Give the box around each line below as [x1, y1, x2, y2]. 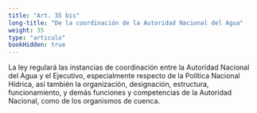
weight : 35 [8, 26, 45, 34]
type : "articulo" [8, 33, 66, 42]
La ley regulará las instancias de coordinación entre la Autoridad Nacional [8, 62, 250, 72]
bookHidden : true [8, 41, 66, 49]
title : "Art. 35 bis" [8, 11, 80, 20]
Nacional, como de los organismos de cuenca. [8, 96, 161, 106]
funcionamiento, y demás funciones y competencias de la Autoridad [8, 88, 232, 97]
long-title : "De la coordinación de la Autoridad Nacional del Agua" [8, 19, 244, 27]
